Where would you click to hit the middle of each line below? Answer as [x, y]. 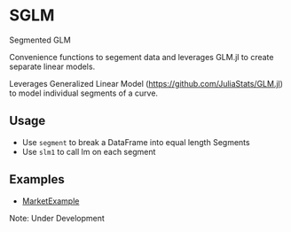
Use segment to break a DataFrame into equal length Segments [136, 142]
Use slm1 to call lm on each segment [89, 151]
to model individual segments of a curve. [83, 93]
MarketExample [51, 201]
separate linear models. [52, 66]
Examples [37, 179]
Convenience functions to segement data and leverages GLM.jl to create [142, 57]
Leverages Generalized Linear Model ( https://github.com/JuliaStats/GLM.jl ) [146, 83]
